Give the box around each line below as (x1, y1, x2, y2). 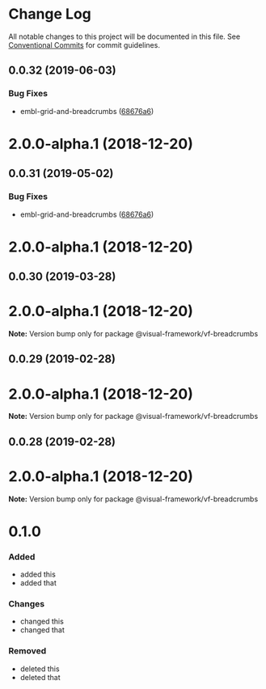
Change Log (8, 5, 91, 23)
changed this (19, 616, 65, 627)
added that (19, 578, 57, 588)
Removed (8, 645, 47, 657)
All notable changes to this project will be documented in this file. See (8, 32, 241, 41)
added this (19, 569, 57, 579)
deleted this (19, 664, 60, 674)
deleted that (19, 672, 61, 682)
